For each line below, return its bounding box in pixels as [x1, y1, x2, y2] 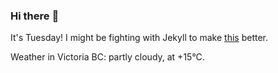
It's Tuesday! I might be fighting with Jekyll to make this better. [10, 32, 269, 44]
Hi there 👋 [10, 9, 60, 23]
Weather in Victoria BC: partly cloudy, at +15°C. [10, 51, 205, 63]
